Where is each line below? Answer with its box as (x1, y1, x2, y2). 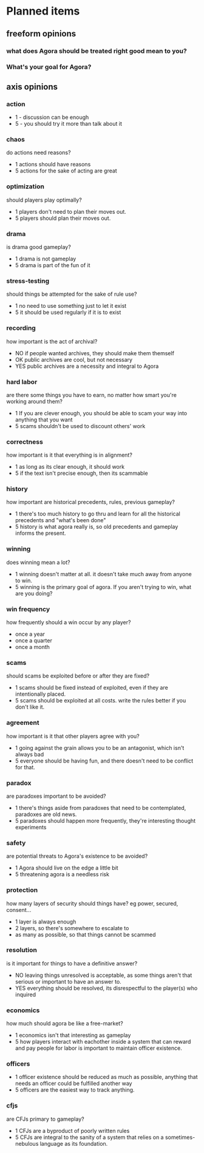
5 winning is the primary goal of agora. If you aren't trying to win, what (15, 583, 192, 590)
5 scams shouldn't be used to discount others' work (15, 422, 146, 429)
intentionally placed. (15, 690, 66, 698)
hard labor (6, 378, 38, 386)
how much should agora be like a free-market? (6, 1020, 123, 1027)
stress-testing (6, 276, 50, 285)
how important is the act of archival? (6, 338, 98, 345)
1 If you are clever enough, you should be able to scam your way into (15, 409, 187, 417)
